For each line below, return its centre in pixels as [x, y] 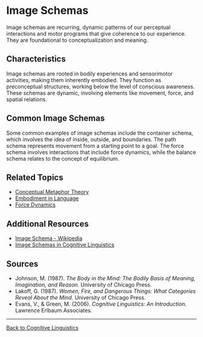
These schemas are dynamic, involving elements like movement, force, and [100, 93]
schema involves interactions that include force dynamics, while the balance [101, 152]
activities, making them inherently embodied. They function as [84, 80]
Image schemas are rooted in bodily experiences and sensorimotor [90, 74]
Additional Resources [47, 224]
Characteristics [36, 59]
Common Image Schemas [56, 118]
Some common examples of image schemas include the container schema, [100, 133]
